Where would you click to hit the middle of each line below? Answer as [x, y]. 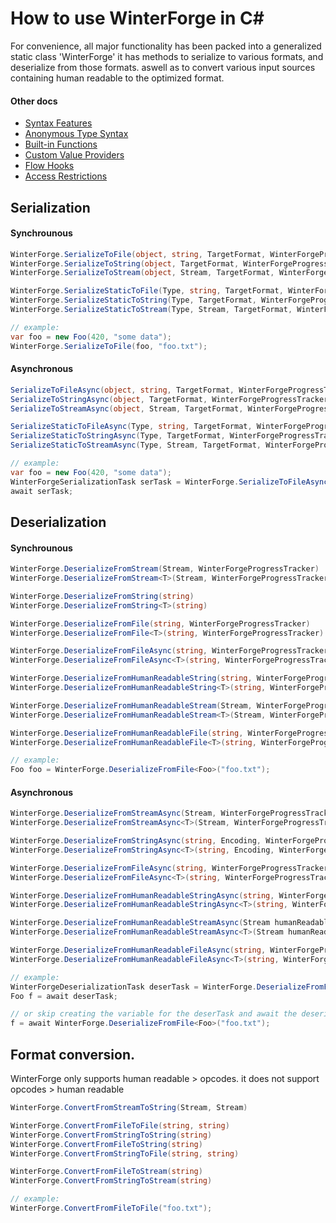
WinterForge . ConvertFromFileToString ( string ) [106, 1144]
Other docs [34, 101]
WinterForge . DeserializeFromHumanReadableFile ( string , [127, 733]
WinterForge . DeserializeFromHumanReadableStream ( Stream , [131, 705]
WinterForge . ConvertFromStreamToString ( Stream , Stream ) [129, 1108]
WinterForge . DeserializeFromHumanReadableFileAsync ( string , [138, 950]
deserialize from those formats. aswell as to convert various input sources [163, 67]
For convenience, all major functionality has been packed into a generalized [166, 46]
